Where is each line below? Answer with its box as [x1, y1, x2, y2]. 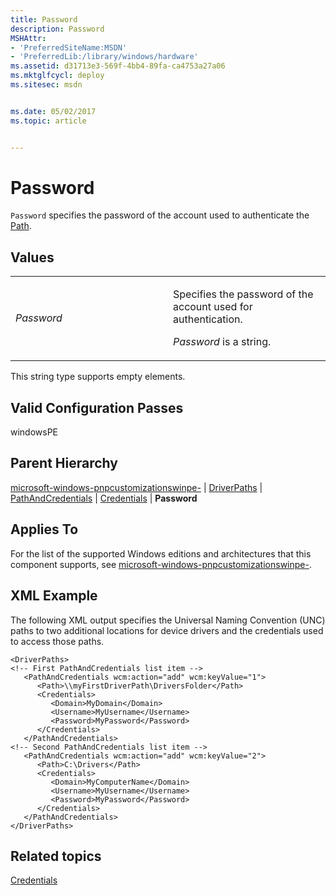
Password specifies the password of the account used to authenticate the [10, 209, 310, 221]
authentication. [173, 312, 243, 326]
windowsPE [10, 426, 59, 438]
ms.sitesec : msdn [10, 80, 83, 90]
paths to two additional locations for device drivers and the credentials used [10, 624, 324, 636]
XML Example [10, 587, 98, 605]
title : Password [10, 14, 78, 25]
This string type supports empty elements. [10, 371, 186, 383]
